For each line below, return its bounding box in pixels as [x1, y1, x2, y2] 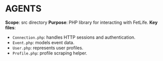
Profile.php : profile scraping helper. [12, 50, 87, 56]
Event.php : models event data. [12, 39, 75, 45]
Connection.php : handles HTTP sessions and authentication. [12, 34, 136, 40]
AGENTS [5, 3, 41, 14]
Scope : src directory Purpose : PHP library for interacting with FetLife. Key [5, 19, 158, 25]
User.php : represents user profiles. [12, 45, 84, 51]
